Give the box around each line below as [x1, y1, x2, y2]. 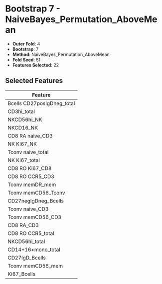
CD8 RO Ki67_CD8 [7, 164, 52, 171]
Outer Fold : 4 [12, 40, 40, 46]
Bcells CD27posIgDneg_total [7, 99, 75, 106]
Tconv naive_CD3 [7, 205, 49, 212]
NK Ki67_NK [7, 140, 37, 147]
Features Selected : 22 [12, 62, 59, 68]
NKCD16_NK [7, 124, 38, 131]
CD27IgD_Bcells [7, 254, 46, 261]
